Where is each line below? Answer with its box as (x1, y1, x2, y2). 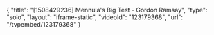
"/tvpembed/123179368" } (6, 21, 81, 28)
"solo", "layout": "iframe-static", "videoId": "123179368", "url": (6, 13, 184, 21)
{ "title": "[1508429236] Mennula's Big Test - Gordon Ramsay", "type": (6, 6, 208, 14)
